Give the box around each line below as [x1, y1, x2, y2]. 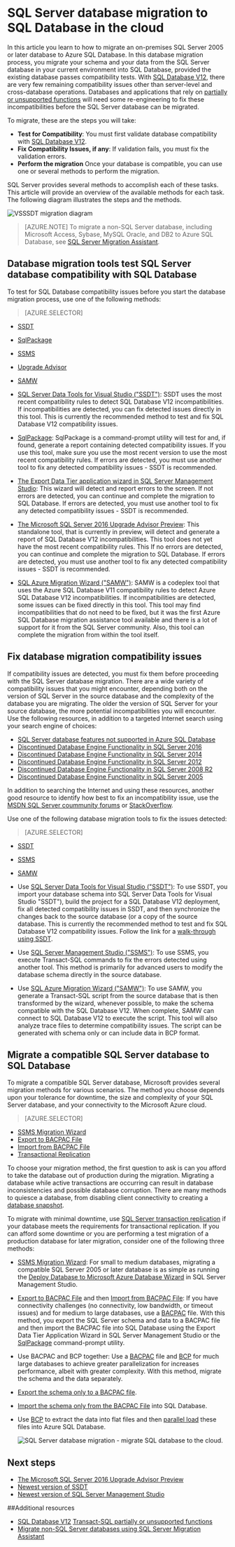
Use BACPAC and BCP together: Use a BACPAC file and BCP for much [17, 1352, 220, 1361]
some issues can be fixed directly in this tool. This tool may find [17, 601, 201, 609]
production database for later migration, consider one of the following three [7, 1237, 225, 1246]
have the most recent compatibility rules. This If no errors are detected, [17, 542, 223, 551]
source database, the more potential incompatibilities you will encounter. [7, 707, 217, 715]
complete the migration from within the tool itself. [17, 630, 159, 639]
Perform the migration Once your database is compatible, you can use [17, 159, 222, 168]
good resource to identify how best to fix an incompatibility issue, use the [7, 793, 219, 802]
